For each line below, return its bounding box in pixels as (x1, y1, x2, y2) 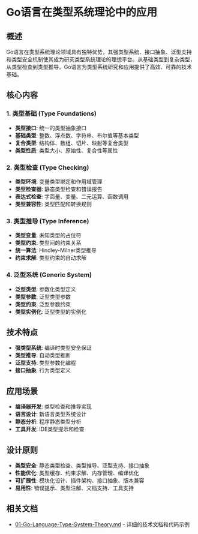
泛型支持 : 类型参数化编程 (14, 359, 76, 367)
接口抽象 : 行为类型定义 (14, 367, 71, 374)
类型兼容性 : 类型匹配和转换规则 (14, 200, 92, 208)
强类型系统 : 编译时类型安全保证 (14, 344, 92, 352)
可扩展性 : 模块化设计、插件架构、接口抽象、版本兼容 (14, 477, 145, 484)
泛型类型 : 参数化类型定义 (14, 286, 76, 293)
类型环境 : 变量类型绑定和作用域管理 (14, 178, 103, 185)
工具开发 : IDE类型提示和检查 (14, 425, 85, 433)
